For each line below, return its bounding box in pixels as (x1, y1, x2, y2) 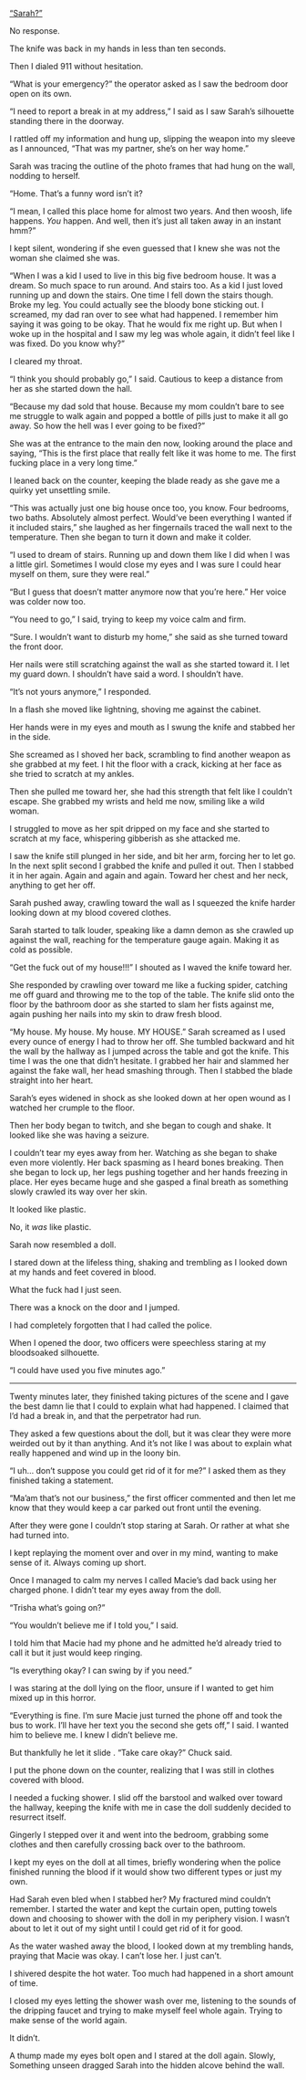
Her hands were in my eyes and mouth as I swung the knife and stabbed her (9, 721, 296, 732)
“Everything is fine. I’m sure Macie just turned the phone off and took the (9, 1710, 282, 1720)
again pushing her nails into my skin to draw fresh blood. (9, 1009, 222, 1019)
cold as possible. (9, 944, 73, 955)
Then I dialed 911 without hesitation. (9, 61, 144, 71)
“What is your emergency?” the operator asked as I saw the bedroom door (9, 79, 289, 89)
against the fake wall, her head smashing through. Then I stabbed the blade (9, 1066, 293, 1076)
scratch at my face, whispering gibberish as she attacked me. (9, 833, 241, 844)
